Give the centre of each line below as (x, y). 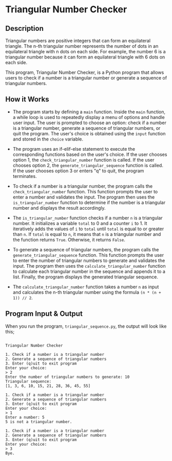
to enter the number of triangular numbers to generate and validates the (89, 260)
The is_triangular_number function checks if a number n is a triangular (88, 218)
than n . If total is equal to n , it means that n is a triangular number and (87, 234)
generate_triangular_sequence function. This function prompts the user (88, 255)
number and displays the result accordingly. (59, 208)
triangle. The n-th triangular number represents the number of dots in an (82, 46)
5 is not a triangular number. (39, 422)
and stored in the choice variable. (48, 139)
